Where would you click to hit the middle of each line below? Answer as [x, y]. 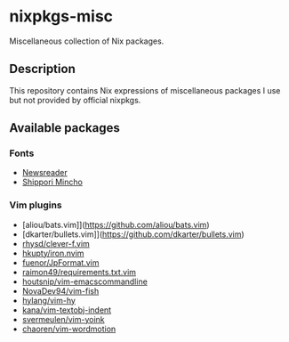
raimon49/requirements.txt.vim [79, 272]
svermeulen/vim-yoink [63, 319]
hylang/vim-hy [48, 300]
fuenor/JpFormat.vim [60, 262]
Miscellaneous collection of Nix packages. [87, 41]
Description [42, 69]
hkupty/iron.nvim [53, 253]
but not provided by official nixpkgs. [75, 100]
